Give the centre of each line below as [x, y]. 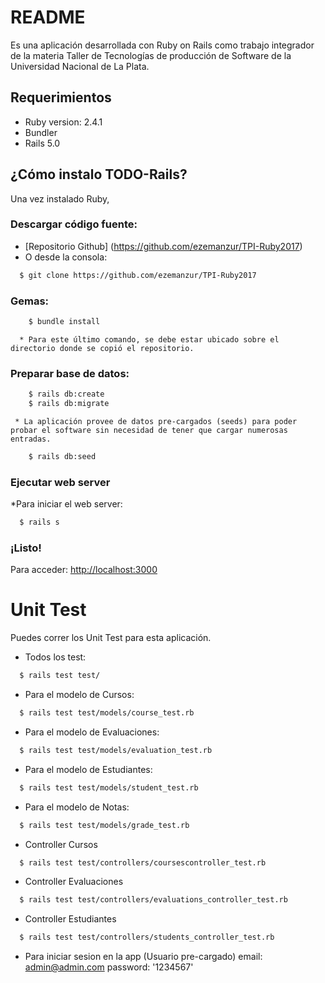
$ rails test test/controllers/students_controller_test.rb [147, 937]
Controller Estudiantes [70, 919]
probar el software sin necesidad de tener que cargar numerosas [149, 430]
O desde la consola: [66, 257]
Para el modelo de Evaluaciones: [92, 732]
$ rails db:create [66, 394]
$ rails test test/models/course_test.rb [107, 713]
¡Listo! [26, 548]
